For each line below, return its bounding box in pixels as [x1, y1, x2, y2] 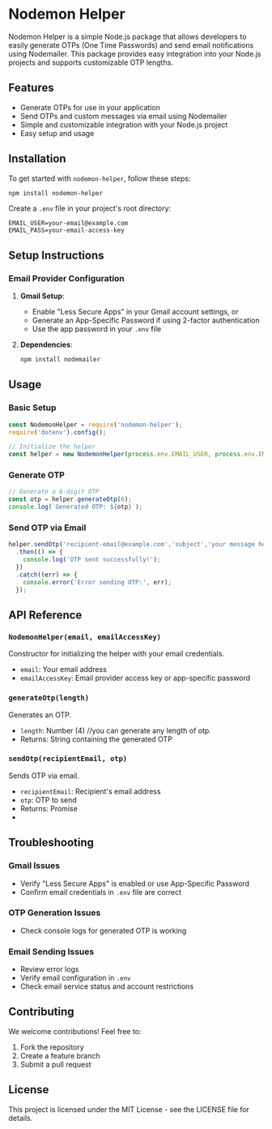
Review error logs [19, 964, 79, 974]
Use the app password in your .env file [32, 324, 162, 334]
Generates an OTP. [8, 710, 72, 720]
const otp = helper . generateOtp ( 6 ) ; [8, 495, 132, 503]
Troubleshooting [8, 836, 95, 849]
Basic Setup [8, 402, 57, 413]
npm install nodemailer [19, 356, 101, 364]
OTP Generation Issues [8, 907, 101, 918]
